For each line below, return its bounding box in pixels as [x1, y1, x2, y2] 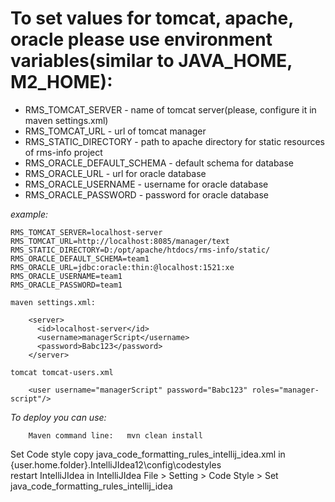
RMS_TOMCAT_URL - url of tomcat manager [24, 125, 207, 137]
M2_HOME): [10, 71, 113, 94]
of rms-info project [24, 146, 103, 158]
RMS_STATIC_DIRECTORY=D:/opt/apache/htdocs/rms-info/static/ [10, 245, 271, 255]
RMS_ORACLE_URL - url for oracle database [24, 167, 207, 179]
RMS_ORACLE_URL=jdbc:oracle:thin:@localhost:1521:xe [10, 262, 235, 272]
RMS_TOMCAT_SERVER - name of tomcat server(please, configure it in [24, 103, 317, 116]
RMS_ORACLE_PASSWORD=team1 [10, 280, 123, 290]
